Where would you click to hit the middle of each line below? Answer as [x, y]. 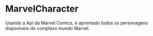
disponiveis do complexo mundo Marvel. [48, 28]
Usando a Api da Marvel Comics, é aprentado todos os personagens [76, 23]
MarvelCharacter [42, 9]
